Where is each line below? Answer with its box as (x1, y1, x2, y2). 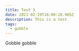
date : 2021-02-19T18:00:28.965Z (5, 12, 74, 17)
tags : (5, 21, 17, 27)
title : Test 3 (5, 7, 36, 13)
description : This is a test (5, 17, 67, 22)
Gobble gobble (5, 40, 37, 46)
